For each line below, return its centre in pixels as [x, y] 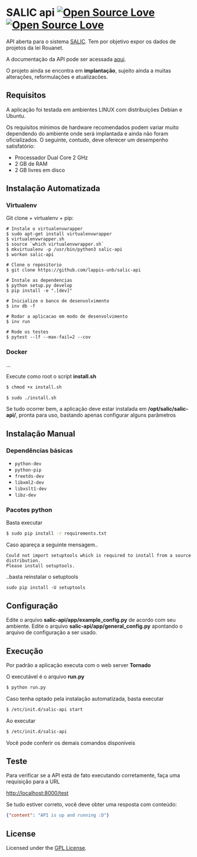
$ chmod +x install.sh [34, 387]
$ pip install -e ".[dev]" [39, 291]
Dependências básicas [40, 450]
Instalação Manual [41, 434]
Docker [17, 352]
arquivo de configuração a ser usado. [52, 632]
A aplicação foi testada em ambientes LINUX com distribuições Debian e [94, 110]
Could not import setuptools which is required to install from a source [99, 556]
